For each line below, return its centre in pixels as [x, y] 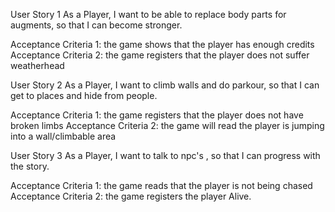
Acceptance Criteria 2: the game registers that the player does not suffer [160, 55]
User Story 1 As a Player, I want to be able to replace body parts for [148, 14]
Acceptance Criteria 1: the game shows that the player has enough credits [162, 44]
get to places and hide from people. [84, 95]
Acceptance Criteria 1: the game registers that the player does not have [157, 115]
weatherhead [37, 65]
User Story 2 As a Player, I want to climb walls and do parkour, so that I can [165, 85]
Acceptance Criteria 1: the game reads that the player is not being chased [161, 185]
